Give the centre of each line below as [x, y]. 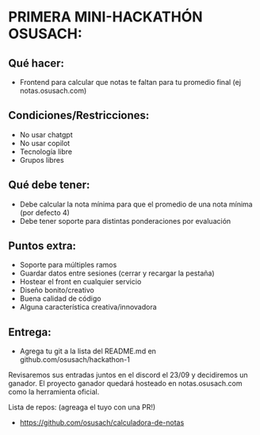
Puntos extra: [42, 246]
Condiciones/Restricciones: [79, 115]
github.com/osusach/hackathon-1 [75, 360]
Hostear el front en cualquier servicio [80, 282]
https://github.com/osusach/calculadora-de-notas [102, 423]
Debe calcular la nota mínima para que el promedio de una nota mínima [136, 204]
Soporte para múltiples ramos [68, 265]
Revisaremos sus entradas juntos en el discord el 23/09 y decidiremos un [128, 375]
